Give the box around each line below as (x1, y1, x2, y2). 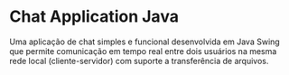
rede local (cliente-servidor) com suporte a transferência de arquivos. (9, 55, 269, 66)
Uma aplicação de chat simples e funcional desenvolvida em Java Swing (9, 36, 280, 47)
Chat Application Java (9, 6, 179, 27)
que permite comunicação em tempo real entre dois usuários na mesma (9, 45, 277, 56)
